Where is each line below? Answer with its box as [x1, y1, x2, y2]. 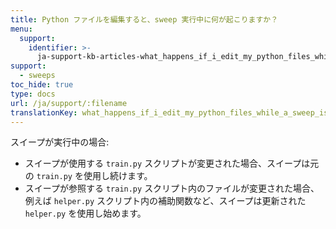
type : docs [10, 89, 56, 99]
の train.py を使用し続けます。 [24, 170, 153, 182]
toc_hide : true [10, 80, 74, 90]
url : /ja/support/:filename [10, 98, 128, 108]
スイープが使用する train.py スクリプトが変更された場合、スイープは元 [24, 157, 320, 170]
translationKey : [10, 107, 78, 118]
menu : [10, 24, 33, 34]
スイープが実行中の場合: [10, 136, 110, 148]
